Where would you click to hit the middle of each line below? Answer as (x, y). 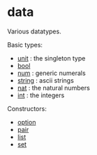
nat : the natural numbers (54, 88)
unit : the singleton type (51, 58)
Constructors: (27, 108)
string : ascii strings (46, 80)
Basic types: (25, 44)
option (27, 122)
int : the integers (41, 95)
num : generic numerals (51, 73)
